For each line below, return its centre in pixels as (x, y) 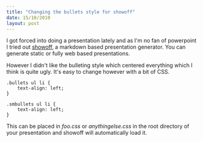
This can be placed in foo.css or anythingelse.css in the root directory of (98, 126)
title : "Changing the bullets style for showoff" (71, 12)
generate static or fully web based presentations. (68, 54)
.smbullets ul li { (31, 104)
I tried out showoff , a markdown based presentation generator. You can (96, 47)
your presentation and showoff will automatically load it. (77, 133)
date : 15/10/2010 (28, 18)
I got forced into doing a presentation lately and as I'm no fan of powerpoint (102, 41)
